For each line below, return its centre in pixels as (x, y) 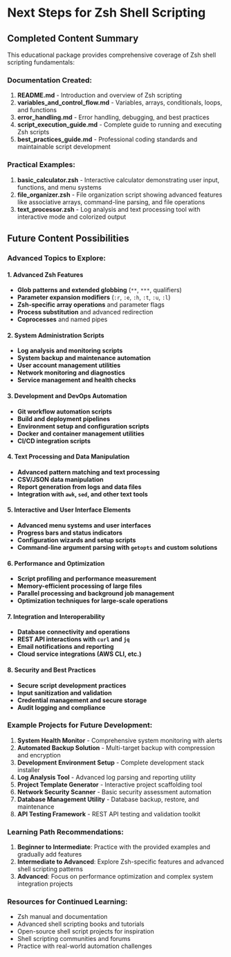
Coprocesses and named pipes (62, 319)
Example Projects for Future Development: (80, 725)
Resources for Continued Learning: (67, 902)
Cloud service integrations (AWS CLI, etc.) (79, 654)
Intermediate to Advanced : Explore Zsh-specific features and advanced (121, 862)
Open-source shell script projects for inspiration (85, 931)
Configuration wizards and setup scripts (76, 540)
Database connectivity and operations (73, 632)
